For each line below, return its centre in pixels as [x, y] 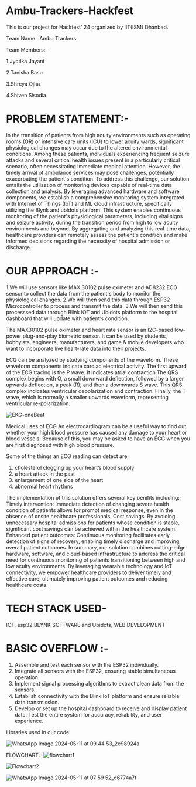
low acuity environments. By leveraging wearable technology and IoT [89, 566]
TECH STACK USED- [56, 609]
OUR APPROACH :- [53, 271]
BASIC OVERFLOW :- [57, 648]
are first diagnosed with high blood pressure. [60, 445]
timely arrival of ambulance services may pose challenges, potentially [90, 172]
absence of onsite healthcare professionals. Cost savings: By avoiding [91, 516]
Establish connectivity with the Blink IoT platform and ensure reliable [97, 696]
